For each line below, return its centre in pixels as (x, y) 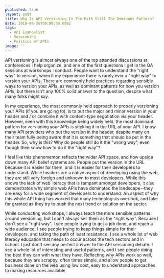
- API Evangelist (27, 32)
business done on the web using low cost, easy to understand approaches (80, 265)
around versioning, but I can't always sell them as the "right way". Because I (82, 218)
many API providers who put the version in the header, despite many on (77, 132)
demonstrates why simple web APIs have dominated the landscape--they (79, 188)
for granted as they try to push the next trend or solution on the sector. (76, 204)
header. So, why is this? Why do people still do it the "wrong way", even (77, 142)
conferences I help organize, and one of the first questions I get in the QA (79, 65)
